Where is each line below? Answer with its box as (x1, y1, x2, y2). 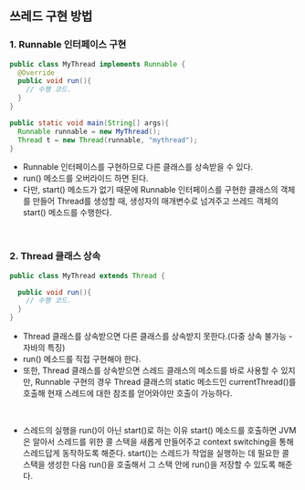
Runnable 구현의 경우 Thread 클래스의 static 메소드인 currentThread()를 (35, 377, 297, 388)
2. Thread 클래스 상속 (9, 250, 101, 263)
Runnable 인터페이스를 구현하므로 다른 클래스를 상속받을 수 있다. (22, 162, 254, 172)
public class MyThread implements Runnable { (9, 59, 185, 68)
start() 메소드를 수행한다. (22, 207, 112, 218)
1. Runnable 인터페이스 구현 (9, 38, 127, 51)
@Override (17, 68, 55, 78)
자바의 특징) (22, 342, 66, 353)
